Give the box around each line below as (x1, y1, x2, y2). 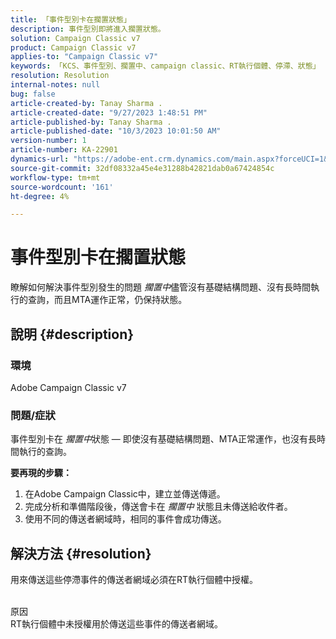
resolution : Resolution (10, 71, 110, 81)
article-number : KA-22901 (10, 145, 118, 155)
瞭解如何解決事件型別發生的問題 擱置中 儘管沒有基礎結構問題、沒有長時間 (10, 281, 311, 293)
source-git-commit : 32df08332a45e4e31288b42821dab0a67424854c (10, 163, 275, 173)
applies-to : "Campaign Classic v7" (10, 52, 159, 62)
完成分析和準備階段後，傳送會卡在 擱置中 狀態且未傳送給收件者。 (24, 501, 293, 513)
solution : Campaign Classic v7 (10, 33, 141, 43)
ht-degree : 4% (10, 191, 70, 201)
